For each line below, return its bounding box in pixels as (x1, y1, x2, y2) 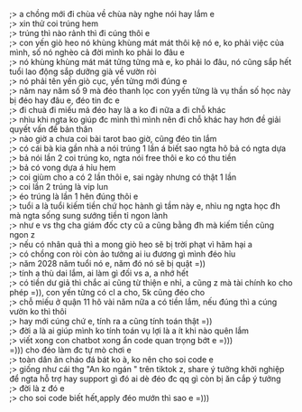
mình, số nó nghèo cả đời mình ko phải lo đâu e (9, 47, 185, 58)
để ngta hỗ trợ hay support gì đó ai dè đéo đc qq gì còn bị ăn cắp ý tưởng (9, 373, 281, 384)
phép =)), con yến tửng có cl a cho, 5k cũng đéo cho (9, 287, 206, 297)
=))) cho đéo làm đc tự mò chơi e (9, 344, 133, 355)
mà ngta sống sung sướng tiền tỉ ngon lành (9, 211, 169, 220)
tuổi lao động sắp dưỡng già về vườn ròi (9, 66, 157, 77)
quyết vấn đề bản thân (9, 124, 93, 135)
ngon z (9, 229, 36, 239)
